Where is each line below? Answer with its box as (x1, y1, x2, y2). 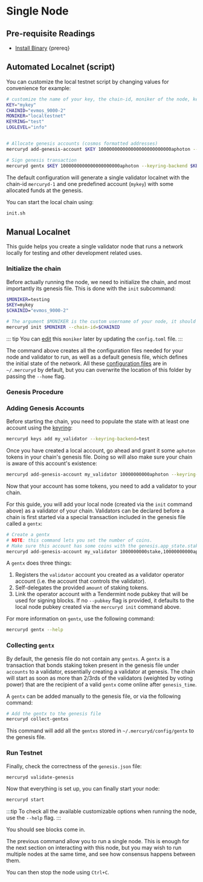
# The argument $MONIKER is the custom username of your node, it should (6, 319, 196, 325)
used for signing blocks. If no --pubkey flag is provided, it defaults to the (14, 597, 195, 604)
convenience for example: (6, 84, 71, 91)
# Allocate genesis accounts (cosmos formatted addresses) (6, 141, 158, 147)
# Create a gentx (6, 531, 50, 537)
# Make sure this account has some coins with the (6, 543, 137, 549)
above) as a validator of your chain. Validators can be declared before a (6, 507, 184, 514)
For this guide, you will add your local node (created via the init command (6, 500, 192, 508)
